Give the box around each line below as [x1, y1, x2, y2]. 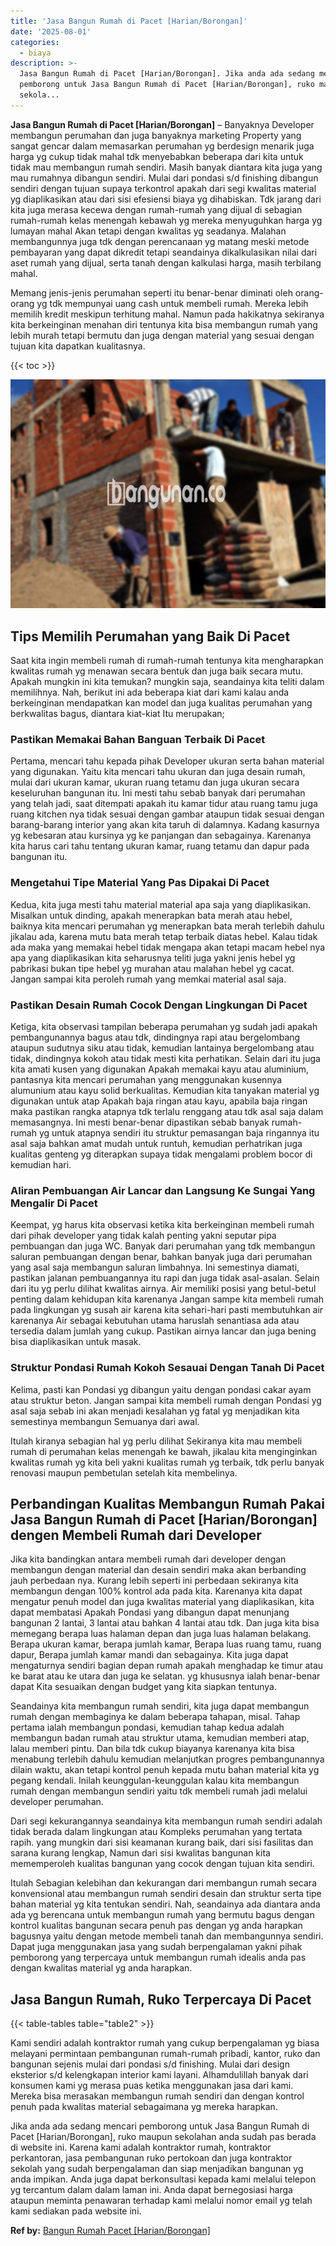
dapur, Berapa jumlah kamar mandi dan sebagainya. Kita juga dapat [10, 1649, 289, 1661]
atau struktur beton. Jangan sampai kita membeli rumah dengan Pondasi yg [10, 1394, 322, 1406]
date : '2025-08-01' [10, 26, 92, 37]
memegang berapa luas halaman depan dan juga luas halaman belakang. [10, 1628, 312, 1640]
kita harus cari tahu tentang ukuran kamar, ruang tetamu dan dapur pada [10, 840, 310, 852]
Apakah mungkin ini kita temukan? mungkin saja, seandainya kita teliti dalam [10, 676, 325, 688]
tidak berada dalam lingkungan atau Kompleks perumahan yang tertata [10, 1826, 303, 1838]
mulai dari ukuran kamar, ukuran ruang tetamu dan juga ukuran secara [10, 776, 300, 789]
